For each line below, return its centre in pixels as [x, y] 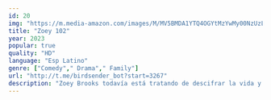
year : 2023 [27, 38]
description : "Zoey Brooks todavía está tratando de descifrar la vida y [135, 83]
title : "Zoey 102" [39, 31]
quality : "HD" [32, 53]
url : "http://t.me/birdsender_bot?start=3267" [88, 76]
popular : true [32, 46]
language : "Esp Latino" [48, 61]
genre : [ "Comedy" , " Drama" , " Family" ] [73, 69]
